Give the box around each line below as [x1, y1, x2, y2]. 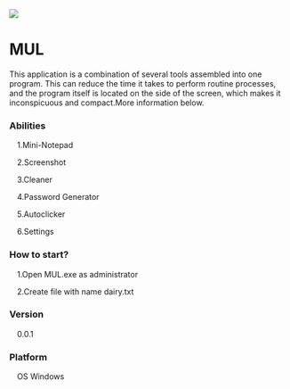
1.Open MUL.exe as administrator [17, 269, 139, 279]
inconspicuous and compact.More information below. [9, 97, 205, 108]
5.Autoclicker [17, 209, 66, 219]
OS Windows [17, 371, 65, 382]
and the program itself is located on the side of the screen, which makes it [9, 87, 281, 98]
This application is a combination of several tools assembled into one [9, 69, 262, 79]
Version [9, 308, 44, 320]
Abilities [9, 120, 46, 132]
